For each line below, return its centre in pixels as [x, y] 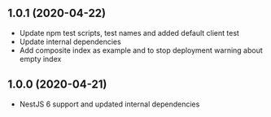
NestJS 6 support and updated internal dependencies [109, 104]
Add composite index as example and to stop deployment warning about [141, 50]
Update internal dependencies [70, 41]
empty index [40, 58]
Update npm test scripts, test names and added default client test [129, 32]
